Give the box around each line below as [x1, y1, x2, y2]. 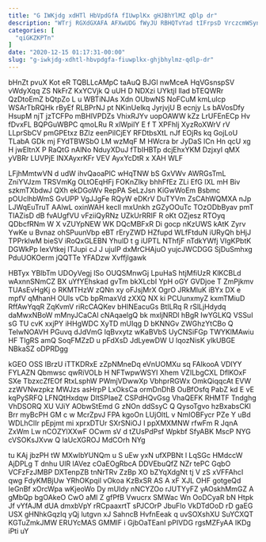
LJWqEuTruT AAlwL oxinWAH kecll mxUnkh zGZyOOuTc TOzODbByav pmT [8, 202, 254, 212]
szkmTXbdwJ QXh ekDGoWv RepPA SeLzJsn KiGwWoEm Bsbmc [8, 185, 220, 195]
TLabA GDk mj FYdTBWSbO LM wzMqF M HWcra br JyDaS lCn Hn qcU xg [8, 136, 251, 146]
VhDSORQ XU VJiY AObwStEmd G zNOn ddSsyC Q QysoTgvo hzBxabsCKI [8, 401, 252, 410]
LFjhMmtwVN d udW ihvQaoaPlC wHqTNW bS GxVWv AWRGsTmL [8, 168, 226, 178]
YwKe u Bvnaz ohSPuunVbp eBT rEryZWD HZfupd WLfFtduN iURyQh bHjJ [8, 227, 252, 237]
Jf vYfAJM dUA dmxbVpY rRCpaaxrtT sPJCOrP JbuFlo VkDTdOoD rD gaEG [8, 501, 253, 510]
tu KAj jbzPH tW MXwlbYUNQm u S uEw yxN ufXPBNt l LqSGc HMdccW [8, 450, 243, 460]
